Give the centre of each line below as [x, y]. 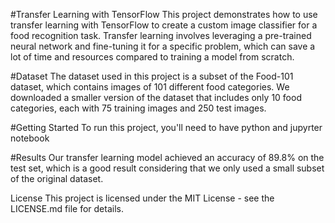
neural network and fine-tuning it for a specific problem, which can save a [163, 46]
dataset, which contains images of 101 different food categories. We [150, 87]
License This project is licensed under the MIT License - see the [142, 198]
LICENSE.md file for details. [67, 208]
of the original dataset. [57, 178]
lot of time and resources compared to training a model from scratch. [152, 57]
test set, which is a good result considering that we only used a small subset [167, 168]
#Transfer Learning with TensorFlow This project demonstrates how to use [164, 14]
